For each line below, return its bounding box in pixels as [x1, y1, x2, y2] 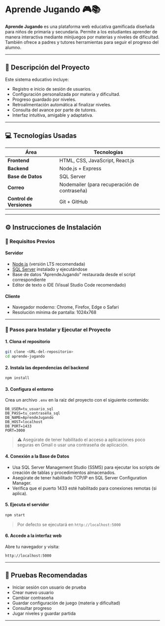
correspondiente [12, 277, 46, 283]
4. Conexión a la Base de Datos [5, 453, 70, 459]
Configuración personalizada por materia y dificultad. [12, 91, 120, 97]
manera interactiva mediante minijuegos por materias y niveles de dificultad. [5, 34, 160, 40]
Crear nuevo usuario [12, 589, 54, 595]
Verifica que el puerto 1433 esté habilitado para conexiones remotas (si [12, 485, 157, 491]
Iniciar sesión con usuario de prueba [12, 584, 86, 590]
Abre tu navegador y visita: [5, 543, 60, 549]
